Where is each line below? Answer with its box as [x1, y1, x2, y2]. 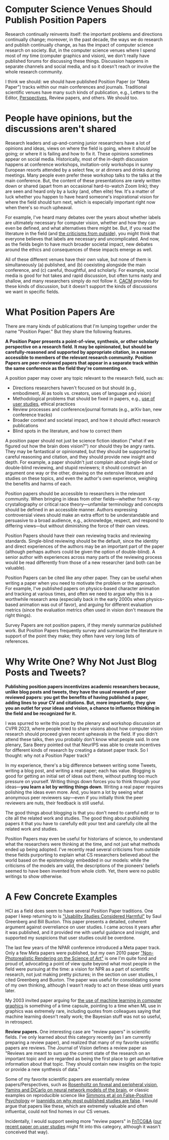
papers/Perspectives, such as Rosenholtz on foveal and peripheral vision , [5, 1081, 158, 1087]
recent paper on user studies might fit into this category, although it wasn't [5, 1123, 160, 1129]
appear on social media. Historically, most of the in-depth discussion [5, 156, 148, 162]
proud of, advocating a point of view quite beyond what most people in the [5, 960, 160, 966]
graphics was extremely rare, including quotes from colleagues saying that [5, 1008, 160, 1014]
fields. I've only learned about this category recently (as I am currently [5, 1034, 151, 1040]
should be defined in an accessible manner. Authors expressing [5, 506, 138, 512]
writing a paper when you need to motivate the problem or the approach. [5, 580, 156, 586]
